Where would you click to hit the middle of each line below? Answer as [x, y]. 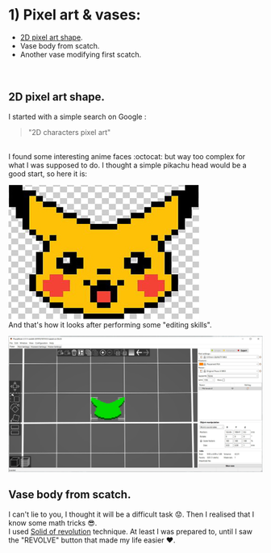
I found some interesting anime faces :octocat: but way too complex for [127, 156]
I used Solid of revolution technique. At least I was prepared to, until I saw [130, 531]
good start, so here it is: [48, 173]
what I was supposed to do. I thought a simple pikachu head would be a [128, 165]
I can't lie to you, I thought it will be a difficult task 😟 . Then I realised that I [131, 514]
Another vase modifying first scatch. [81, 54]
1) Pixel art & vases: [75, 15]
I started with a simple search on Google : [77, 116]
